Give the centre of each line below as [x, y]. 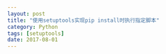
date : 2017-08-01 [33, 40]
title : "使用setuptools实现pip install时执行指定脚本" [83, 20]
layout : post [26, 14]
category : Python [33, 27]
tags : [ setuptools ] [36, 33]
